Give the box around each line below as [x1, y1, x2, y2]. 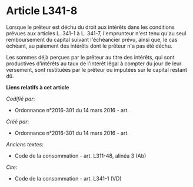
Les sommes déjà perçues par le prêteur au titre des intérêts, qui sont [6, 54, 175, 61]
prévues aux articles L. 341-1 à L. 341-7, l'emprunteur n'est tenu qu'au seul [6, 29, 187, 36]
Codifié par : [6, 95, 35, 102]
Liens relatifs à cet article [6, 84, 69, 91]
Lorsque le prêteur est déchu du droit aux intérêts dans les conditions [6, 24, 175, 31]
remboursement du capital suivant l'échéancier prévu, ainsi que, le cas [6, 36, 178, 43]
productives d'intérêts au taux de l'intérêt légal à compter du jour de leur [6, 60, 182, 67]
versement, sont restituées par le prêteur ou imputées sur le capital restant [6, 66, 187, 73]
